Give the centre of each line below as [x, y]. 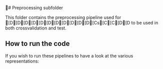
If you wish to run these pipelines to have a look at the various [69, 55]
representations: [22, 61]
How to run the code [38, 44]
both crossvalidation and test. [36, 28]
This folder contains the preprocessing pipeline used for [63, 17]
